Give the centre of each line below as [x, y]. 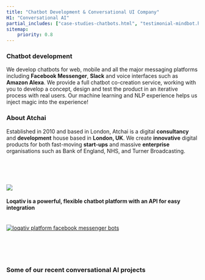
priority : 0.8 [35, 35]
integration [21, 208]
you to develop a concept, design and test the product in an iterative [92, 89]
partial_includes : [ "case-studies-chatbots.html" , [72, 23]
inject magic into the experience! [47, 102]
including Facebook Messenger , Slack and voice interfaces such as [92, 76]
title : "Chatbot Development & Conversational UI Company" [83, 12]
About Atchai [26, 118]
